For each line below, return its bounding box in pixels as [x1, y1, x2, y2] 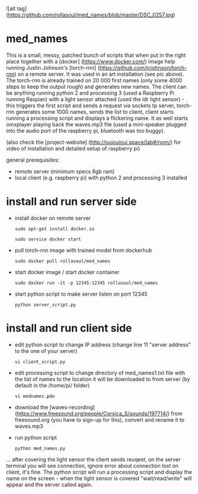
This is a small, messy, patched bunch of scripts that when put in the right [6, 52, 186, 59]
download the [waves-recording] [14, 403, 95, 410]
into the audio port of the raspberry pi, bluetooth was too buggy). [6, 127, 165, 134]
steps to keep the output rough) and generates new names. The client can [6, 83, 187, 90]
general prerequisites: [6, 156, 60, 163]
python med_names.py [14, 445, 66, 451]
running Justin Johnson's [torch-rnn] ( [6, 64, 100, 71]
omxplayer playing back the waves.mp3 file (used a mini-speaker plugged [6, 121, 187, 128]
